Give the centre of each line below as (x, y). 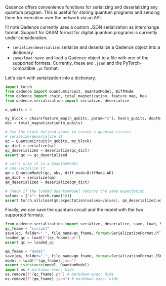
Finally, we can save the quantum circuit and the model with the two (74, 210)
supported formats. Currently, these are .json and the (67, 63)
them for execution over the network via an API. (54, 18)
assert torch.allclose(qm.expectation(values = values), (63, 200)
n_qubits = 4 (19, 110)
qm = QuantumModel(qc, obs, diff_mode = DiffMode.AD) (59, 173)
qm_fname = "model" (25, 251)
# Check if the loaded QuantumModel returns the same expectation (75, 191)
